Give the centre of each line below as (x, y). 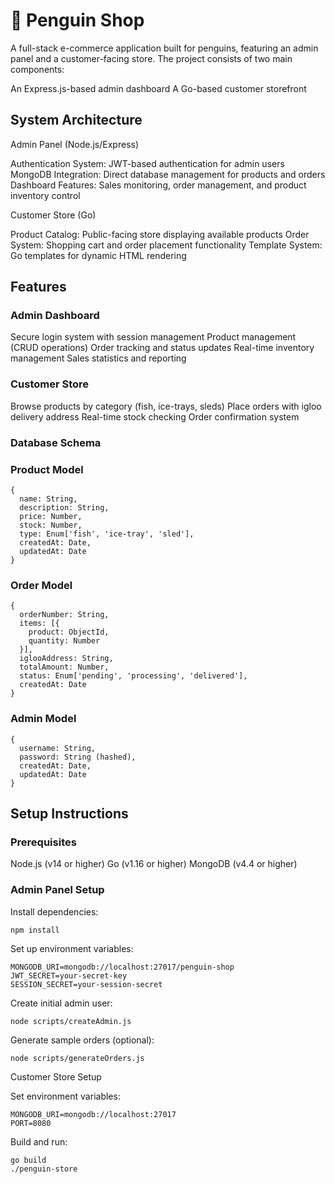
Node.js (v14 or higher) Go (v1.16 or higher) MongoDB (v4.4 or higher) (154, 864)
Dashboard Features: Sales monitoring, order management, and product (158, 185)
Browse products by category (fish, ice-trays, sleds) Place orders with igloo (166, 406)
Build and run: (39, 1141)
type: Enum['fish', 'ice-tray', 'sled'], (107, 534)
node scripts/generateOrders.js (77, 1058)
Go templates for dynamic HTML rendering (98, 255)
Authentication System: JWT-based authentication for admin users (147, 163)
